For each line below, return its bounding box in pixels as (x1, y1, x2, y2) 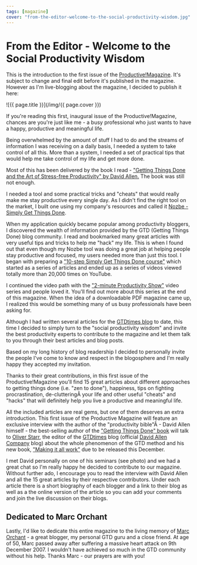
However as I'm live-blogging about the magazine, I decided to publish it (6, 83, 182, 91)
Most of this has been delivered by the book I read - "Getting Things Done (6, 167, 186, 174)
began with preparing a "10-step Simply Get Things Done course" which (6, 258, 181, 265)
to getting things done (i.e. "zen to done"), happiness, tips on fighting (6, 385, 174, 392)
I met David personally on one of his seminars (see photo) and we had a (6, 458, 181, 465)
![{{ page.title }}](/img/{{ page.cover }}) (6, 101, 102, 109)
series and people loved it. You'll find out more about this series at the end (6, 288, 186, 295)
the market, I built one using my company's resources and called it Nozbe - (6, 203, 189, 210)
